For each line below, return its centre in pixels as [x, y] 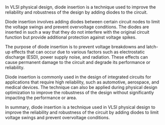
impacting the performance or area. [41, 98]
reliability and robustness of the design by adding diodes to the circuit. [77, 12]
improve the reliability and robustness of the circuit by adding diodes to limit [82, 112]
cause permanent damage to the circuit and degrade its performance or [78, 62]
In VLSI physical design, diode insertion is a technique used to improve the [81, 7]
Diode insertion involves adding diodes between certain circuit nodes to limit [82, 22]
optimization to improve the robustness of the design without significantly [80, 93]
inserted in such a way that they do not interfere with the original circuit [77, 32]
